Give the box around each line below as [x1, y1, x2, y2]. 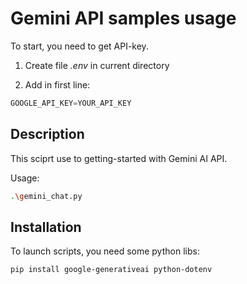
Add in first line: [24, 78, 91, 91]
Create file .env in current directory [24, 59, 170, 71]
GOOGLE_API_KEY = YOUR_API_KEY [10, 98, 132, 108]
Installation [10, 218, 82, 236]
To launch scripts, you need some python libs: [10, 245, 200, 257]
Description [10, 126, 85, 143]
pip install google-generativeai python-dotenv [10, 265, 213, 275]
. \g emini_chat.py [10, 191, 83, 201]
